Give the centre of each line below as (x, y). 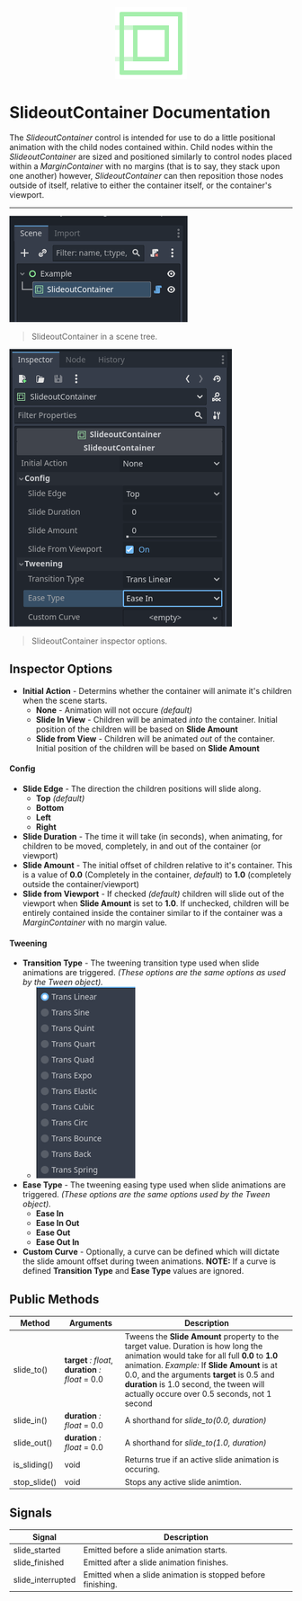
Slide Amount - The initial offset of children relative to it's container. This (157, 865)
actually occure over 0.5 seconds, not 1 (198, 1393)
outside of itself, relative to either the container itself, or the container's (141, 185)
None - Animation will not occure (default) (114, 710)
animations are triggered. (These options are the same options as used (154, 973)
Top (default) (60, 798)
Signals (31, 1512)
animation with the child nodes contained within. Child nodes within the (141, 147)
